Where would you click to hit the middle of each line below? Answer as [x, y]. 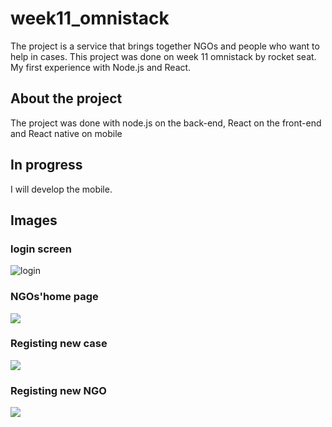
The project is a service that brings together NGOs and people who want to [165, 46]
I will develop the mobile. [61, 189]
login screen [41, 249]
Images [34, 220]
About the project [66, 98]
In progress [46, 165]
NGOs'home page [54, 297]
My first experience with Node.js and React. [101, 67]
